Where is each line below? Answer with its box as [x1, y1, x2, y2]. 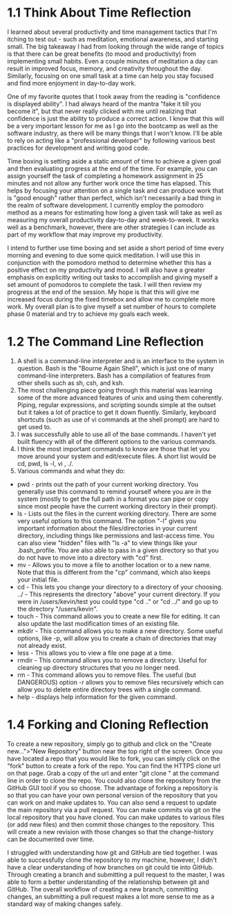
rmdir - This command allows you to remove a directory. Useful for [17, 656, 207, 664]
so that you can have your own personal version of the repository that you [7, 791, 217, 799]
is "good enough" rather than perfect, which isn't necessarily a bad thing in [7, 193, 222, 201]
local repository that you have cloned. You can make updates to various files [7, 813, 224, 821]
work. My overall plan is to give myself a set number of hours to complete [7, 302, 217, 311]
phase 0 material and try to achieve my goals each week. [7, 309, 170, 318]
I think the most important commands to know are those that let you [17, 444, 211, 453]
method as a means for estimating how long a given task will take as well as [7, 208, 222, 217]
